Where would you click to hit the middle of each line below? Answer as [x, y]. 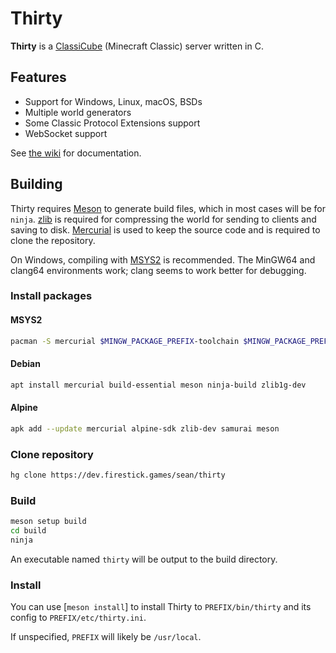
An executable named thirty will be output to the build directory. [144, 559]
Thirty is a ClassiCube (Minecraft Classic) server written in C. [137, 46]
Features [38, 77]
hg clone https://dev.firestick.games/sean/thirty [118, 475]
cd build [28, 531]
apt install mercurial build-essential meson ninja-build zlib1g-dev [158, 385]
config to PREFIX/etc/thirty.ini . [78, 618]
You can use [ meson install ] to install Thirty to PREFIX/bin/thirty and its [161, 607]
